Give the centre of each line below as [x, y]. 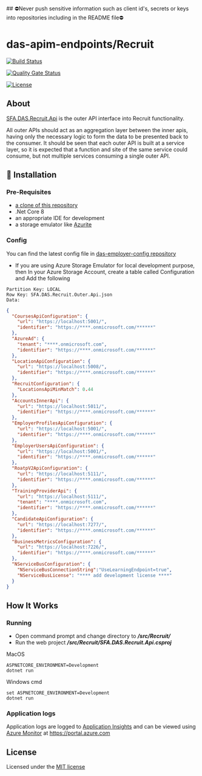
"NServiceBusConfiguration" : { [51, 564]
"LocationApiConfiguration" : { [51, 361]
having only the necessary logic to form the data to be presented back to [97, 136]
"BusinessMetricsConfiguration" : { [57, 541]
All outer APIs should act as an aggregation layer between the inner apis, [97, 130]
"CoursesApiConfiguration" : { [50, 316]
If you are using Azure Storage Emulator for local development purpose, [105, 265]
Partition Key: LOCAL [34, 289]
